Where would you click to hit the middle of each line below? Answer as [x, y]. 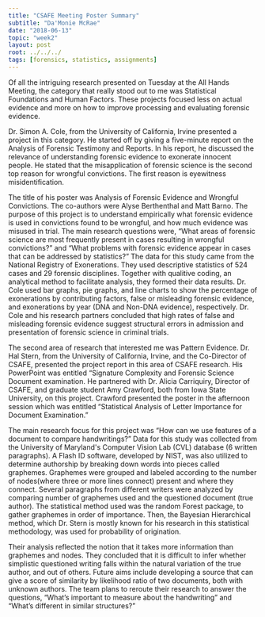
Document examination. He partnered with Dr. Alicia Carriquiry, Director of [129, 381]
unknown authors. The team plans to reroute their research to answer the [127, 588]
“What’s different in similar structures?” [72, 606]
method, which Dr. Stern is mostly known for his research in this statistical [129, 523]
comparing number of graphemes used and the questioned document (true [131, 497]
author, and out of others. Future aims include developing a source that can [131, 572]
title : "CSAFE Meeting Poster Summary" [74, 15]
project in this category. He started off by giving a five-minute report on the [131, 140]
